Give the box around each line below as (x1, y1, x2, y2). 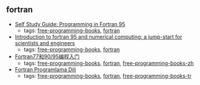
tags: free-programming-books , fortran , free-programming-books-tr (23, 72, 192, 79)
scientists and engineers (14, 39, 76, 46)
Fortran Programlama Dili (14, 65, 76, 73)
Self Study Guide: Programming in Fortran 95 (14, 20, 126, 27)
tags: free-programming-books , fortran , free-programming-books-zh (23, 59, 194, 67)
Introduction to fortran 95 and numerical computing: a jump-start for (14, 33, 183, 40)
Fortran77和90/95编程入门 (14, 53, 80, 60)
